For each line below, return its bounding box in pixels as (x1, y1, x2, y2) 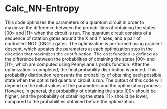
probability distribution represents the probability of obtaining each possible (5, 72, 162, 78)
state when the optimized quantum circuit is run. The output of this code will (5, 77, 162, 83)
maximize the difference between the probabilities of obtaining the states (5, 24, 156, 30)
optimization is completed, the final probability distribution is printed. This (5, 66, 157, 72)
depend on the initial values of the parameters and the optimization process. (5, 82, 162, 88)
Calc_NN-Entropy (5, 3, 80, 14)
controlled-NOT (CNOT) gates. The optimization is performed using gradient (5, 40, 162, 46)
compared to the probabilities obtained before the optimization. (5, 98, 136, 104)
